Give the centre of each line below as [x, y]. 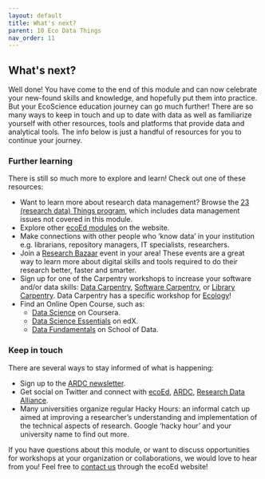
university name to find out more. [74, 434]
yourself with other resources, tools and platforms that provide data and [127, 124]
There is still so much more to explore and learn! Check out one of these [127, 178]
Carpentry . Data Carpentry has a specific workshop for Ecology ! [125, 295]
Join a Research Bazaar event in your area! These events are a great [132, 253]
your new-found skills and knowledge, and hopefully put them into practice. [133, 98]
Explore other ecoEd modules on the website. [95, 228]
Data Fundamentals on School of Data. [95, 330]
